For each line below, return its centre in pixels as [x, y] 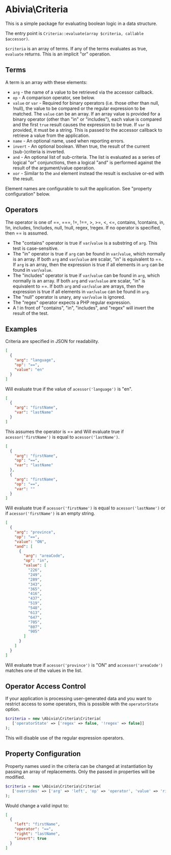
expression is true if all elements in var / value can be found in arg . [81, 292]
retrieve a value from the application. [51, 135]
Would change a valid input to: [37, 806]
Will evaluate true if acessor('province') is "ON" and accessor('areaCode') [84, 665]
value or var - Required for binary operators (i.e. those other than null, [86, 103]
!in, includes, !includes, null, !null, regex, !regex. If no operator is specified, [83, 227]
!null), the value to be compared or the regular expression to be [79, 108]
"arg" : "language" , [35, 360]
